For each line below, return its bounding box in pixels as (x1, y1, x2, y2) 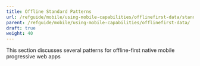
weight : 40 (6, 31, 33, 37)
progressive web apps (6, 53, 61, 60)
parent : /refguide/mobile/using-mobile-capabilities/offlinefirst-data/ (6, 19, 190, 25)
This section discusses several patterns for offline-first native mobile (6, 47, 175, 54)
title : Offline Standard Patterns (6, 8, 92, 15)
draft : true (6, 25, 36, 31)
